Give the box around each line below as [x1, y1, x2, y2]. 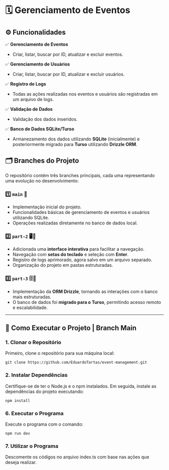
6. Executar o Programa [5, 410, 64, 417]
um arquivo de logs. [12, 97, 54, 102]
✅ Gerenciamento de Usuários [5, 61, 70, 67]
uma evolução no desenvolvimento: [5, 178, 79, 184]
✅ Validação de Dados [5, 106, 53, 112]
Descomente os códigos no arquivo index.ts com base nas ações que [5, 454, 149, 460]
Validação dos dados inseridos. [12, 116, 78, 122]
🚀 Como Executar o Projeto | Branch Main [5, 324, 137, 333]
